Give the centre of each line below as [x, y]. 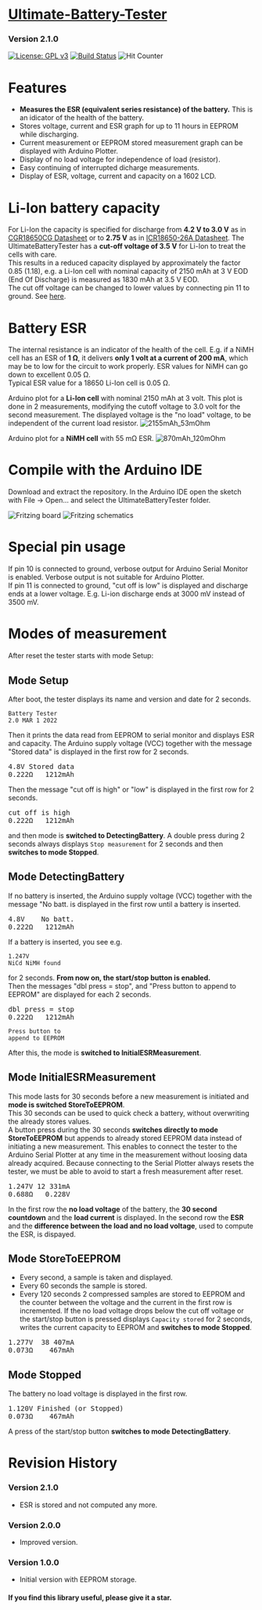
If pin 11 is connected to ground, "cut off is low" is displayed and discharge [128, 585]
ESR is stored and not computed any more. [88, 1505]
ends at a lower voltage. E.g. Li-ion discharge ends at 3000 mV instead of [127, 594]
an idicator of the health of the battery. [82, 118]
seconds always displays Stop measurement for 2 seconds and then [116, 843]
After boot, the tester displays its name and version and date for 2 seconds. [130, 699]
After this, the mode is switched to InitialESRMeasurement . [105, 1052]
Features [38, 87]
